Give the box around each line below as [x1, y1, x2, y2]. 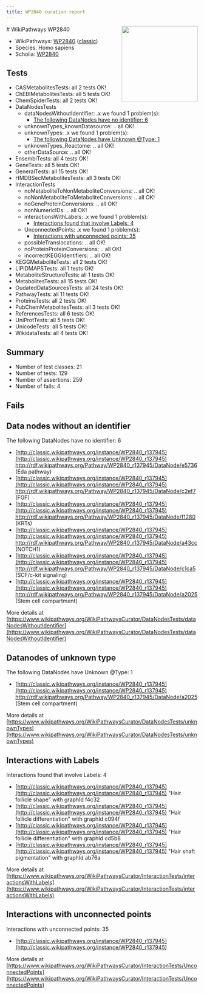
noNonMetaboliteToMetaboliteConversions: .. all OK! [24, 194, 155, 201]
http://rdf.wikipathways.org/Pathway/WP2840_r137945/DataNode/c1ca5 [15, 565, 196, 572]
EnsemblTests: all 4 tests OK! [15, 155, 89, 162]
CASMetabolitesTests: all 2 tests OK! [15, 84, 106, 91]
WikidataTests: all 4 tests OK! [15, 330, 88, 337]
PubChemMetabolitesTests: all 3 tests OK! [15, 303, 120, 311]
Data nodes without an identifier [6, 421, 131, 432]
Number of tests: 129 [15, 370, 68, 377]
